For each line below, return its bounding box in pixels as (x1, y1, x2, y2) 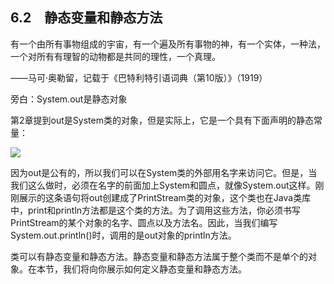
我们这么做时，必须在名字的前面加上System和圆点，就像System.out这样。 (10, 179, 316, 191)
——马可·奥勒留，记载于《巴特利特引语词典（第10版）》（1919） (10, 71, 268, 83)
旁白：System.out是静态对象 (10, 93, 128, 105)
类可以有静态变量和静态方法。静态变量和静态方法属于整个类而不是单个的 (10, 250, 308, 262)
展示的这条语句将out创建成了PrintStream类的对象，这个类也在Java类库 (18, 191, 312, 203)
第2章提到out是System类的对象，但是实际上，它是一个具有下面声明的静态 (10, 114, 314, 126)
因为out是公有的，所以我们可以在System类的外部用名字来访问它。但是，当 (10, 166, 318, 178)
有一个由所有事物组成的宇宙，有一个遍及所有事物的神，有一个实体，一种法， (10, 38, 326, 50)
